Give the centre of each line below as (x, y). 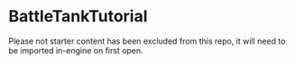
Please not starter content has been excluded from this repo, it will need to (147, 41)
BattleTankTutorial (78, 16)
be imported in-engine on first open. (76, 50)
